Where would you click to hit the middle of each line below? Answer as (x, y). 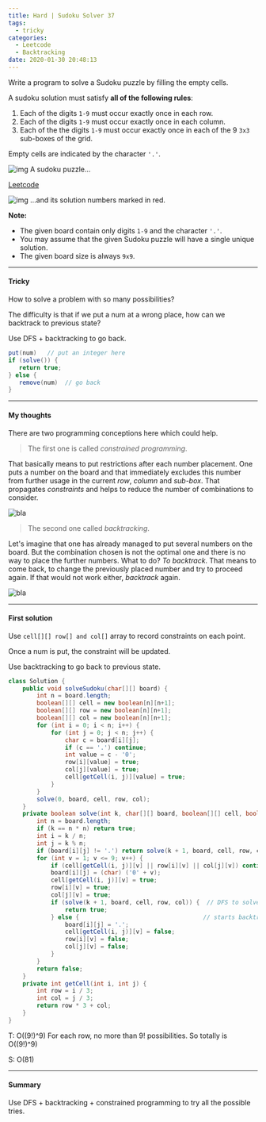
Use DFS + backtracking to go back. (67, 339)
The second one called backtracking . (89, 528)
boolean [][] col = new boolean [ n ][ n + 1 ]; (104, 718)
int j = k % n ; (62, 843)
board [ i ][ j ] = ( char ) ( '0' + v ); (106, 873)
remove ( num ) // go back (60, 382)
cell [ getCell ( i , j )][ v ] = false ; (120, 932)
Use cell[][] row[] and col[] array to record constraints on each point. (127, 636)
